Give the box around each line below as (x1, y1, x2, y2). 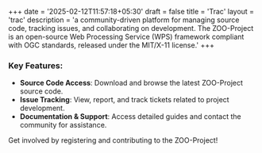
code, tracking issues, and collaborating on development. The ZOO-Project (8, 24, 254, 33)
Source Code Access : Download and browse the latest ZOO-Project (19, 78, 244, 88)
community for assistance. (19, 120, 107, 130)
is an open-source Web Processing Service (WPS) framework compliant (8, 32, 245, 41)
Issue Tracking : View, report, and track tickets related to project (19, 95, 229, 105)
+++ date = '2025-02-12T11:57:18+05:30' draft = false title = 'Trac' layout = (8, 7, 255, 16)
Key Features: (8, 59, 64, 71)
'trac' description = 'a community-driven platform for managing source (8, 15, 240, 25)
